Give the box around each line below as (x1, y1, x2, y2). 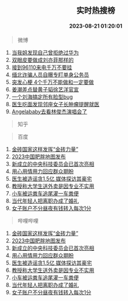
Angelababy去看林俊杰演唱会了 (11, 108, 87, 115)
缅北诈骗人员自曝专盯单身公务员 (11, 71, 89, 78)
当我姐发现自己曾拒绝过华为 (11, 49, 79, 56)
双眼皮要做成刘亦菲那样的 (11, 56, 74, 63)
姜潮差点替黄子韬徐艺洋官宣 (11, 86, 79, 93)
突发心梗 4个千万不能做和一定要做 (11, 78, 94, 86)
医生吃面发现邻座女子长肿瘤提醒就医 (11, 100, 100, 107)
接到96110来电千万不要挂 (11, 64, 72, 71)
